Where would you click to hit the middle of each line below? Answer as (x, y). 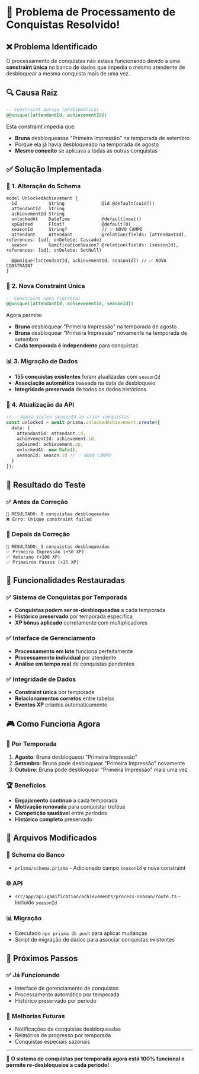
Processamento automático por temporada (67, 994)
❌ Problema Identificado (52, 47)
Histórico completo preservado (54, 819)
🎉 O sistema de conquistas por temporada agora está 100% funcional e (95, 1059)
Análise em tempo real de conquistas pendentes (74, 664)
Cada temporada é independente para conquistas (76, 346)
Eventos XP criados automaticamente (61, 704)
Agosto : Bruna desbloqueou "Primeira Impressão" (76, 757)
